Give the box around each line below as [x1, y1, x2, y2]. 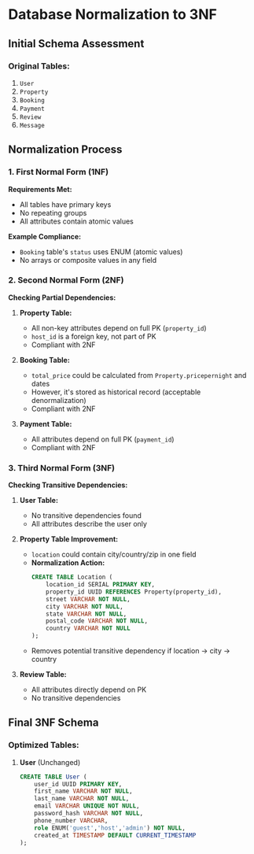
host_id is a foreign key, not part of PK [31, 331, 156, 341]
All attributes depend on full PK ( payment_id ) [31, 434, 175, 444]
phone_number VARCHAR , [34, 816, 109, 824]
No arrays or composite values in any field [19, 255, 157, 264]
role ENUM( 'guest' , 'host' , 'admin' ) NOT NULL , [34, 824, 186, 832]
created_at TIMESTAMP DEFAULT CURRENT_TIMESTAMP [34, 831, 197, 839]
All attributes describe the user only [31, 519, 148, 529]
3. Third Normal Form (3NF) [8, 462, 116, 473]
